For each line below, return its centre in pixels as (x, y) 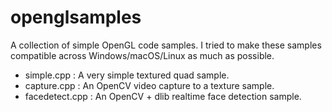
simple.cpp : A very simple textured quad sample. (127, 75)
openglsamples (76, 17)
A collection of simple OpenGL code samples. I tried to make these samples (166, 45)
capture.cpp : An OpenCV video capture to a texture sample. (149, 85)
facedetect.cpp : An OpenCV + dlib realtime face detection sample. (163, 96)
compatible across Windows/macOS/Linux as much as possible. (142, 55)
